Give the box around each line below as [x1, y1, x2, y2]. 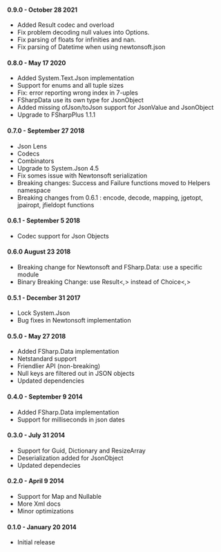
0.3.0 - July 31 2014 [7, 431, 66, 439]
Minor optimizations [17, 507, 74, 515]
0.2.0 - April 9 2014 [7, 477, 64, 485]
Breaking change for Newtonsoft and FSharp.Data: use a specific [17, 263, 202, 272]
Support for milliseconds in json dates [17, 415, 126, 423]
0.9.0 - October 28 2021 [7, 6, 78, 14]
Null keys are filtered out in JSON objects [17, 370, 135, 378]
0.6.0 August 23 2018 [7, 247, 71, 256]
